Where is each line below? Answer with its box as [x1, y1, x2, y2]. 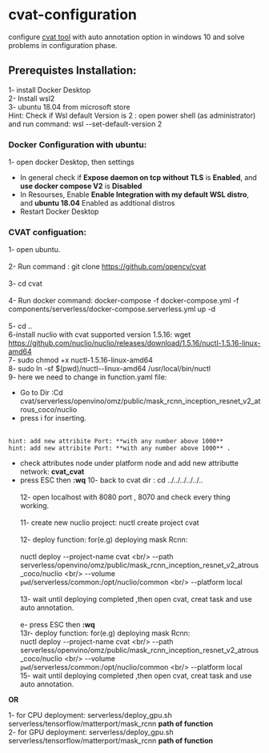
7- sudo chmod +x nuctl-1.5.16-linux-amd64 [8, 355, 154, 365]
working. [19, 501, 50, 511]
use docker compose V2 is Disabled [19, 182, 143, 191]
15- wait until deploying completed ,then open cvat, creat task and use [19, 671, 252, 681]
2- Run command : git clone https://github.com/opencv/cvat [8, 262, 207, 271]
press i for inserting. [19, 414, 86, 423]
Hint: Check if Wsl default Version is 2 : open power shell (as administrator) [8, 110, 256, 120]
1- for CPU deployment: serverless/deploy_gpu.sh [8, 711, 172, 720]
